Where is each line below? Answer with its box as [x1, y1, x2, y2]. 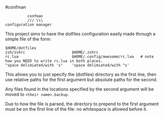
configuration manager [5, 22, 52, 27]
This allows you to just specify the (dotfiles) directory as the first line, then [5, 71, 157, 77]
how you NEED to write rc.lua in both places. [5, 58, 103, 63]
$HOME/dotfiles [5, 46, 37, 51]
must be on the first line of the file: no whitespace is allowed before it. [5, 106, 148, 112]
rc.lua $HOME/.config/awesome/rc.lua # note [5, 54, 154, 59]
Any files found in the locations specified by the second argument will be [5, 86, 154, 92]
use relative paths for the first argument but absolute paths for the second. [5, 77, 158, 83]
